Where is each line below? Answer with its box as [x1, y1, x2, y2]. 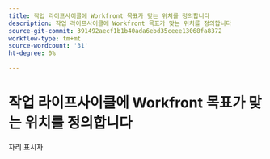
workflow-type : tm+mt [8, 34, 82, 43]
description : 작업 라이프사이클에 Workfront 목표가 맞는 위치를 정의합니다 [8, 19, 232, 27]
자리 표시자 [8, 142, 44, 152]
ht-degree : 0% [8, 49, 57, 57]
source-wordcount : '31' [8, 42, 89, 50]
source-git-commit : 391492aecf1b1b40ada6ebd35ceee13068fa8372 [8, 27, 222, 35]
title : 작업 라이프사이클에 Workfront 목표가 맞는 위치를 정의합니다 [8, 11, 210, 20]
